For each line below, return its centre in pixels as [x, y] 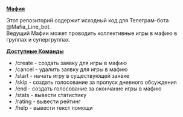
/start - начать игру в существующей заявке [72, 76]
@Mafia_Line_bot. [29, 27]
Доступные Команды [35, 51]
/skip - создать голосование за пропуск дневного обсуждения [96, 82]
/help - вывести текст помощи [54, 108]
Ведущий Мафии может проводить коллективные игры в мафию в [92, 33]
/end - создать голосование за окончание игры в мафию [88, 89]
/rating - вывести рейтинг [48, 101]
